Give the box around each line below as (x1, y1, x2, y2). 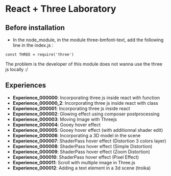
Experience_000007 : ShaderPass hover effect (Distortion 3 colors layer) (12, 138, 166, 144)
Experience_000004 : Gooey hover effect (12, 122, 101, 128)
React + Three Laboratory (5, 3, 116, 15)
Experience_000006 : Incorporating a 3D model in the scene (12, 132, 141, 138)
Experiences (5, 81, 46, 90)
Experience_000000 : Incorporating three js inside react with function (12, 95, 160, 101)
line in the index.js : (12, 42, 54, 48)
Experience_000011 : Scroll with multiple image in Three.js (12, 159, 135, 165)
